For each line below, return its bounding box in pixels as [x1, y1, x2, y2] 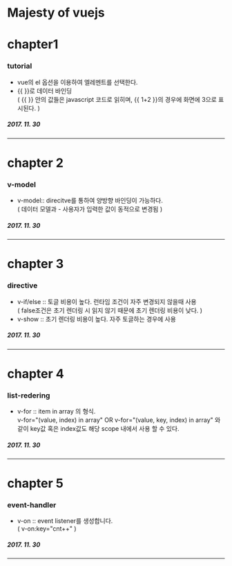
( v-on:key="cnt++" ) [17, 524, 77, 533]
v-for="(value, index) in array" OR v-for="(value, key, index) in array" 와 [17, 416, 221, 424]
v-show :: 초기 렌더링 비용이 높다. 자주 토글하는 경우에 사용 [17, 315, 176, 323]
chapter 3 [7, 256, 64, 272]
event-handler [7, 500, 57, 510]
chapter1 [7, 37, 59, 53]
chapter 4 [7, 366, 64, 382]
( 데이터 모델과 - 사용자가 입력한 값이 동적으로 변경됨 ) [17, 205, 163, 213]
